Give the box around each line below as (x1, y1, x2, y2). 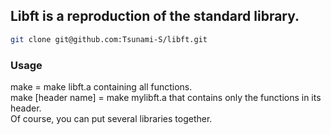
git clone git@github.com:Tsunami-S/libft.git (10, 34, 208, 44)
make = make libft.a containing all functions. (10, 80, 193, 93)
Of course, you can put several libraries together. (10, 112, 213, 124)
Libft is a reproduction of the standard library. (10, 8, 300, 25)
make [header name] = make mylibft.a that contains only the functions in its (10, 91, 322, 103)
